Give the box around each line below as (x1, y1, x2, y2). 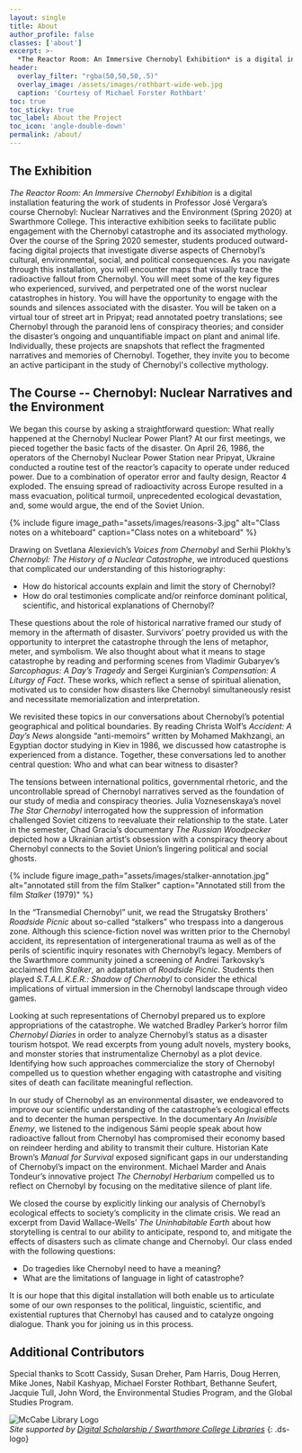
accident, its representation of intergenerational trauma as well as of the (9, 935, 276, 946)
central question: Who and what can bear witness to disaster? (9, 759, 238, 770)
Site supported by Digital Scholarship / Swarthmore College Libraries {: (9, 1424, 273, 1435)
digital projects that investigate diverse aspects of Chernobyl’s (34, 245, 266, 255)
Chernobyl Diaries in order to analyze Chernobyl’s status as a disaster (9, 1029, 268, 1039)
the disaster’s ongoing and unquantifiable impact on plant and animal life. (9, 330, 280, 342)
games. (9, 993, 38, 1003)
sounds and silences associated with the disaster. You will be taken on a (9, 302, 277, 313)
